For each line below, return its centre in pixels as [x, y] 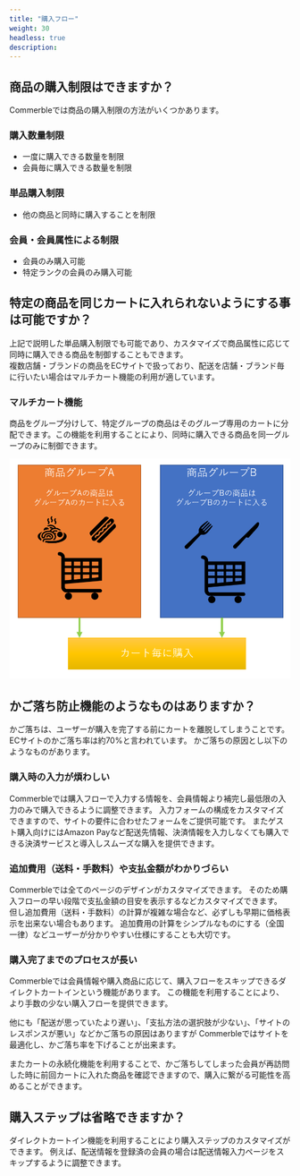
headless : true [37, 38]
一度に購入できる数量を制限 [73, 157]
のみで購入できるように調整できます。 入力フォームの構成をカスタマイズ [150, 809]
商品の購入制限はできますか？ [92, 86]
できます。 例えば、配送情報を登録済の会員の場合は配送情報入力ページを [143, 1151]
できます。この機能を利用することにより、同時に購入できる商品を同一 [145, 435]
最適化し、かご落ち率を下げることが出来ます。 [95, 1045]
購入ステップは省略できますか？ [97, 1117]
